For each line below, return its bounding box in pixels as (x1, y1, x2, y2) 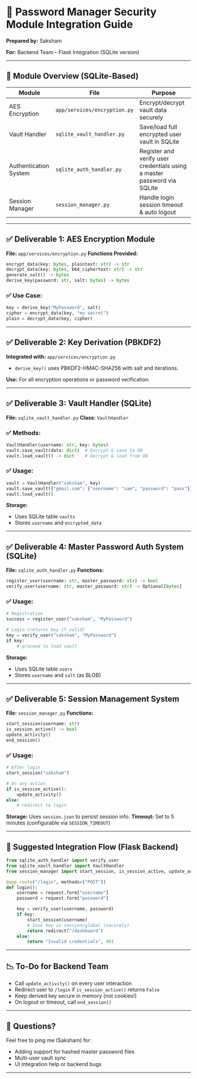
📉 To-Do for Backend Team (6, 961, 108, 971)
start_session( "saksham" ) (6, 770, 69, 776)
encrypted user (139, 130, 182, 138)
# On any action (6, 780, 46, 786)
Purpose (151, 88, 176, 96)
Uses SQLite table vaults (14, 513, 76, 520)
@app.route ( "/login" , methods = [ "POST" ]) (6, 879, 107, 885)
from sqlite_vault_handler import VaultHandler (6, 863, 125, 869)
